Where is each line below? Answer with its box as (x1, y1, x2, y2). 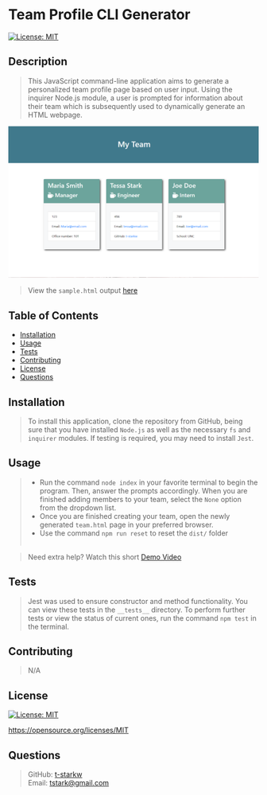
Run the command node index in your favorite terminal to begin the (39, 477, 258, 487)
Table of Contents (8, 309, 99, 322)
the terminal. (27, 622, 70, 631)
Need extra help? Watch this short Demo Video (27, 551, 182, 562)
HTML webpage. (27, 110, 83, 119)
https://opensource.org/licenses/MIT (8, 726, 129, 735)
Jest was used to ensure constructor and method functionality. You (27, 596, 249, 606)
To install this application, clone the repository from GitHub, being (27, 416, 243, 427)
